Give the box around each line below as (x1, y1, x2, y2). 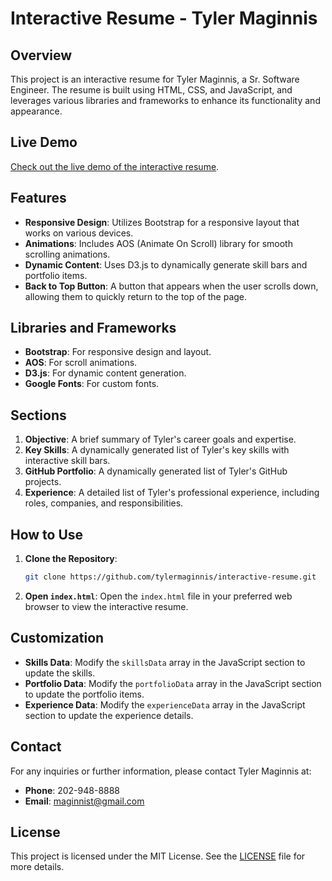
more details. (10, 861, 65, 873)
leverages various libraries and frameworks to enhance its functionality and (10, 95, 321, 106)
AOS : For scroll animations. (24, 357, 138, 369)
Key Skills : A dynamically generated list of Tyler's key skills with (24, 444, 290, 456)
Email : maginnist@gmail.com (24, 795, 145, 807)
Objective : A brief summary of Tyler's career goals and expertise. (24, 433, 297, 446)
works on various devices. (24, 227, 134, 239)
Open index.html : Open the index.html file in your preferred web (24, 590, 293, 602)
